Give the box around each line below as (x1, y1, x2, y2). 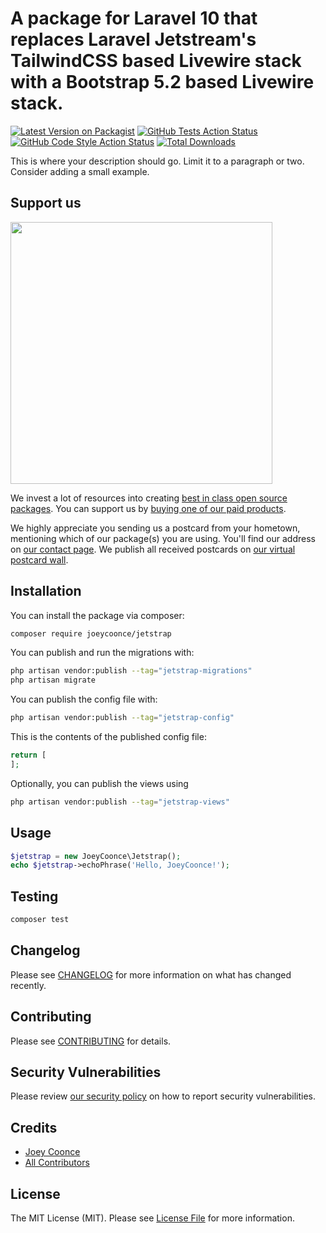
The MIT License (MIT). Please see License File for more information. (10, 1212, 295, 1224)
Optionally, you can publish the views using (10, 777, 189, 789)
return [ (10, 750, 47, 761)
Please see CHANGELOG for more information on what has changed (10, 968, 292, 981)
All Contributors (24, 1157, 90, 1169)
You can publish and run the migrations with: (10, 647, 195, 659)
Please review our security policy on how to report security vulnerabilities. (10, 1090, 316, 1102)
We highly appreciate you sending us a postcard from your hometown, (10, 522, 301, 534)
